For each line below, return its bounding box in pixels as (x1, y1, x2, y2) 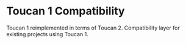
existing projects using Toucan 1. (6, 30, 88, 37)
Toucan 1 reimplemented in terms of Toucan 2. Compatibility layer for (6, 24, 180, 31)
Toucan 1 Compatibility (6, 4, 125, 18)
